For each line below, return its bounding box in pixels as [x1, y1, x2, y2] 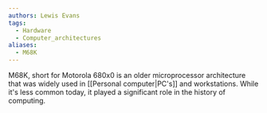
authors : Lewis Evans [8, 11, 80, 20]
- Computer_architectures [15, 33, 102, 42]
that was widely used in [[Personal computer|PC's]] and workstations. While [8, 79, 259, 88]
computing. [8, 96, 46, 105]
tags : [8, 19, 26, 27]
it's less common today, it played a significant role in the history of [8, 88, 226, 96]
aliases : [8, 41, 37, 49]
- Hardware [15, 26, 52, 34]
